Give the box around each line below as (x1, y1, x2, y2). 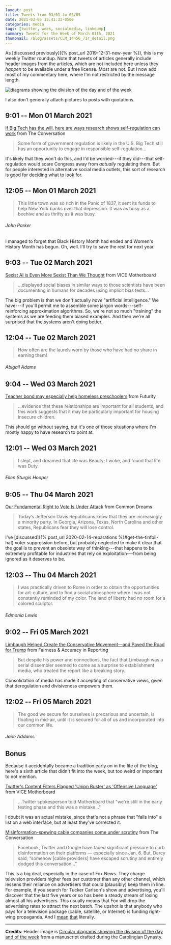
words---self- (114, 302, 144, 309)
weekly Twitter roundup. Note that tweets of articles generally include (5, 55, 152, 61)
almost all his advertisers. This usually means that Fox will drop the (5, 898, 146, 904)
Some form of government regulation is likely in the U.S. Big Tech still (17, 140, 163, 146)
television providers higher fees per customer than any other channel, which (5, 876, 165, 882)
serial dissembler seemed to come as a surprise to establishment (17, 662, 155, 668)
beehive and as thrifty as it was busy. (17, 211, 96, 217)
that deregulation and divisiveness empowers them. (5, 683, 113, 689)
